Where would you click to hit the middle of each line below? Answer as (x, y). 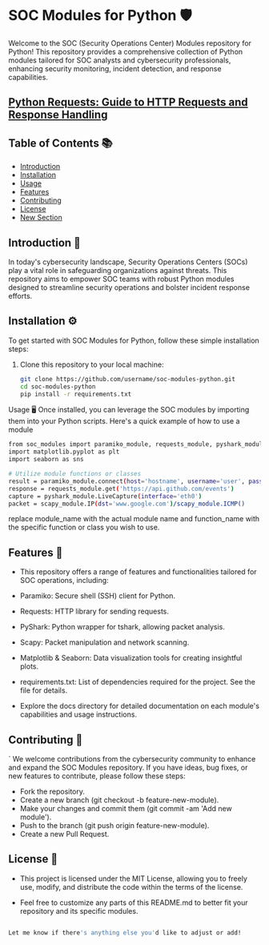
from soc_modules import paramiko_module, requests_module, (111, 444)
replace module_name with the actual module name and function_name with (134, 519)
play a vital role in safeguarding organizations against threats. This (118, 270)
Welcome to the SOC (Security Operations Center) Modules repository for (130, 43)
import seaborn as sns (46, 460)
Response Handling (58, 115)
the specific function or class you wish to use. (84, 527)
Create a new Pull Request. (64, 834)
